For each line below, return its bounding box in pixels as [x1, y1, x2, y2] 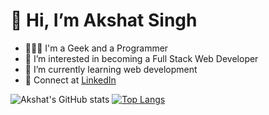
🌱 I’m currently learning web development [24, 63, 198, 75]
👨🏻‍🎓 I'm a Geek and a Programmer [24, 42, 169, 54]
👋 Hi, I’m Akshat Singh [10, 9, 198, 32]
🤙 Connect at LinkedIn [24, 74, 117, 86]
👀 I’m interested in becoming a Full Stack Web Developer [24, 52, 259, 64]
